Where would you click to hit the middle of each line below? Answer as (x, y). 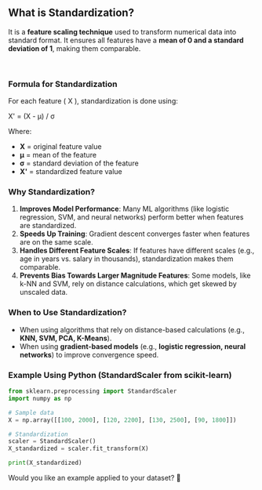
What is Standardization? (71, 13)
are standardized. (48, 226)
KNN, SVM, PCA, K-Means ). (65, 338)
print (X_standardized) (45, 463)
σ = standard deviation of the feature (79, 163)
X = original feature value (60, 147)
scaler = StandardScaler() (52, 441)
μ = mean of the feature (58, 155)
